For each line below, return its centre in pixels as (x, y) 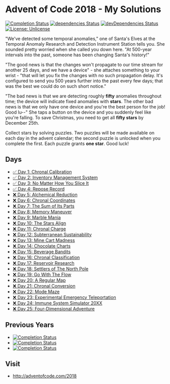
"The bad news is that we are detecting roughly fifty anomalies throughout (83, 96)
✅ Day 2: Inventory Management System (55, 177)
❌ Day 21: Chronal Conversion (44, 286)
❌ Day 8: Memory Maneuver (42, 212)
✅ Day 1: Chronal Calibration (42, 171)
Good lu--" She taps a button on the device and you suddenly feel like (78, 112)
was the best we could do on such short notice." (56, 86)
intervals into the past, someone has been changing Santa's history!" (77, 55)
